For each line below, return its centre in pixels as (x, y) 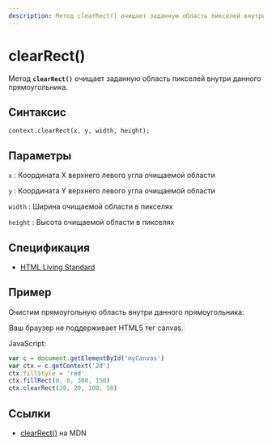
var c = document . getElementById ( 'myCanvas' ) (86, 358)
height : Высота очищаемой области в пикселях (91, 222)
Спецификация (49, 248)
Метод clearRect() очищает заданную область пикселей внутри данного (135, 78)
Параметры (40, 156)
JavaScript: (28, 343)
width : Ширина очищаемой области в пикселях (91, 206)
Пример (30, 292)
